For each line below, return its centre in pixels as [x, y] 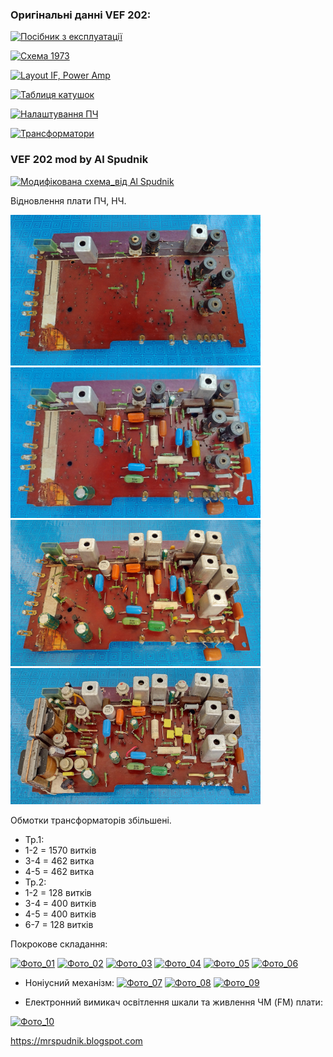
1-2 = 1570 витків [60, 850]
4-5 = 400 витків [60, 914]
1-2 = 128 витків [58, 892]
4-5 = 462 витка [59, 871]
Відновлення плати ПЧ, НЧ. [68, 200]
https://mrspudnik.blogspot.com [76, 1040]
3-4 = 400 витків [60, 903]
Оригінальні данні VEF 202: [81, 15]
